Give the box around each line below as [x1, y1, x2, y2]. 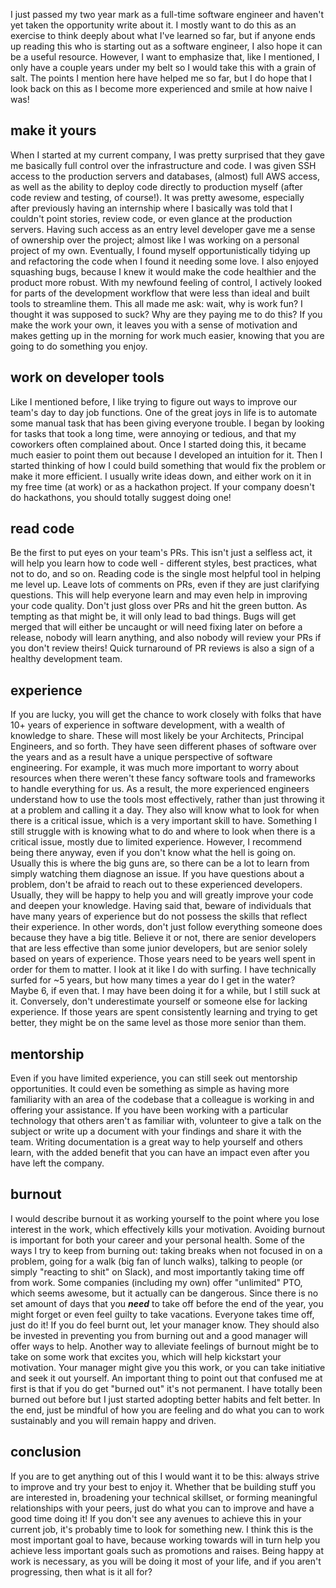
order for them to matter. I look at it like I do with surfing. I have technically [10, 964, 317, 976]
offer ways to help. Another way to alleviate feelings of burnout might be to [10, 1340, 319, 1352]
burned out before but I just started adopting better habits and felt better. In [10, 1393, 321, 1405]
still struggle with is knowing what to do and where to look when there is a [10, 825, 316, 838]
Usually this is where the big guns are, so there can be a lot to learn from [10, 857, 310, 869]
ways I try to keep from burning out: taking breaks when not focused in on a [10, 1244, 323, 1256]
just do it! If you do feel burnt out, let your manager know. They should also [10, 1319, 320, 1331]
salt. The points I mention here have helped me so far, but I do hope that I [10, 72, 313, 84]
